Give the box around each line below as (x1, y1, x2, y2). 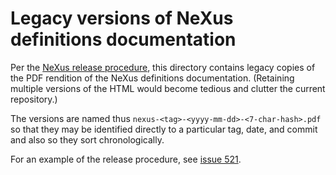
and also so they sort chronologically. (10, 133, 165, 146)
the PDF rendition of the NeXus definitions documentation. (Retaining (10, 72, 295, 84)
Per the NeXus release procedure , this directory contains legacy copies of (10, 61, 316, 73)
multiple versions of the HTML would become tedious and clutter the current (10, 82, 326, 94)
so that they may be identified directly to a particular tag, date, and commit (10, 123, 318, 135)
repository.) (10, 93, 58, 105)
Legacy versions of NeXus (10, 7, 234, 30)
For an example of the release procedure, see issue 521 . (10, 153, 242, 165)
